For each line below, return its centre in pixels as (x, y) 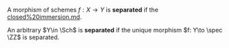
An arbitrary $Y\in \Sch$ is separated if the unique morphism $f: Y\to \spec (115, 30)
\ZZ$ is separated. (33, 37)
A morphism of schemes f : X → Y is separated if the (83, 10)
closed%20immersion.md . (44, 17)
